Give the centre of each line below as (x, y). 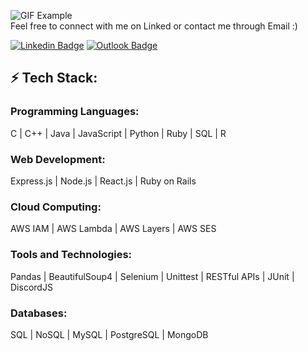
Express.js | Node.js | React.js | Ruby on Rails (103, 181)
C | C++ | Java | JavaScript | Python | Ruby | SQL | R (118, 133)
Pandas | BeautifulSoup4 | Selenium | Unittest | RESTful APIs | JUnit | (152, 276)
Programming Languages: (75, 112)
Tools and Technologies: (71, 255)
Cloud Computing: (56, 207)
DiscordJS (31, 287)
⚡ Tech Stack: (54, 78)
